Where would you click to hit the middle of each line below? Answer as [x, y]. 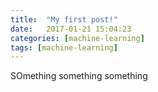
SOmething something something [79, 76]
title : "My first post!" [64, 19]
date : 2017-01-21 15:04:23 [71, 29]
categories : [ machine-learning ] [77, 38]
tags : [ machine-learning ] [64, 47]
